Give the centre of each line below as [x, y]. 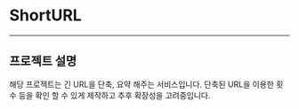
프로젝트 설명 [43, 62]
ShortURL [45, 16]
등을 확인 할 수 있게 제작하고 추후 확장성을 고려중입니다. [114, 95]
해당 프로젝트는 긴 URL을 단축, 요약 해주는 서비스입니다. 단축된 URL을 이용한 [141, 84]
